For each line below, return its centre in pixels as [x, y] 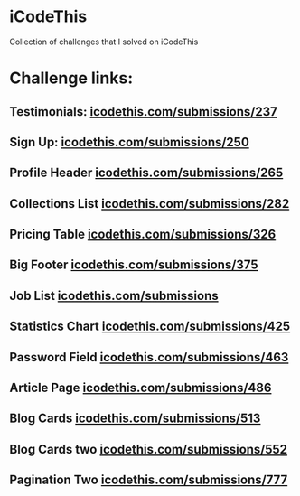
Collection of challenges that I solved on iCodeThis [104, 42]
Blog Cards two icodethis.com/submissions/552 [148, 449]
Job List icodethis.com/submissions [114, 295]
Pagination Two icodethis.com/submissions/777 [149, 480]
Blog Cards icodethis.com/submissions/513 [135, 419]
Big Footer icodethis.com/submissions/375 [134, 265]
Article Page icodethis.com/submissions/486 [141, 388]
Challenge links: [71, 78]
